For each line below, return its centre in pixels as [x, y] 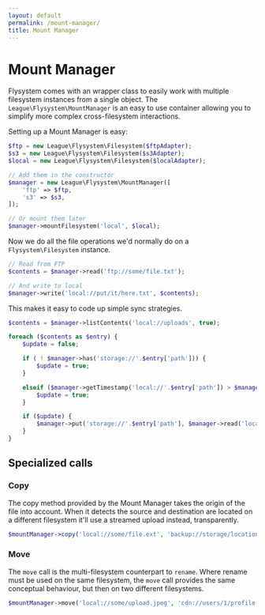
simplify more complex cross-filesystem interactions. [94, 116]
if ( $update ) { [47, 417]
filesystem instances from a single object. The [83, 100]
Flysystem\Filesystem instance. [60, 250]
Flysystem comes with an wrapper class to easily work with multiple [119, 91]
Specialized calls [50, 463]
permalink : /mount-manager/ [54, 23]
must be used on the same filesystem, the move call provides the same [122, 580]
